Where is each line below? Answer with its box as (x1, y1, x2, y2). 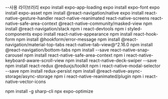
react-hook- (133, 31, 158, 37)
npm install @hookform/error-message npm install (16, 36, 120, 42)
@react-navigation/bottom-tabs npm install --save (5, 47, 109, 53)
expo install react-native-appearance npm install (32, 31, 133, 37)
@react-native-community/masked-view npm (58, 20, 153, 26)
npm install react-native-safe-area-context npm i (24, 52, 125, 58)
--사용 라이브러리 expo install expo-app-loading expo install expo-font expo (5, 4, 160, 10)
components (5, 31, 32, 37)
